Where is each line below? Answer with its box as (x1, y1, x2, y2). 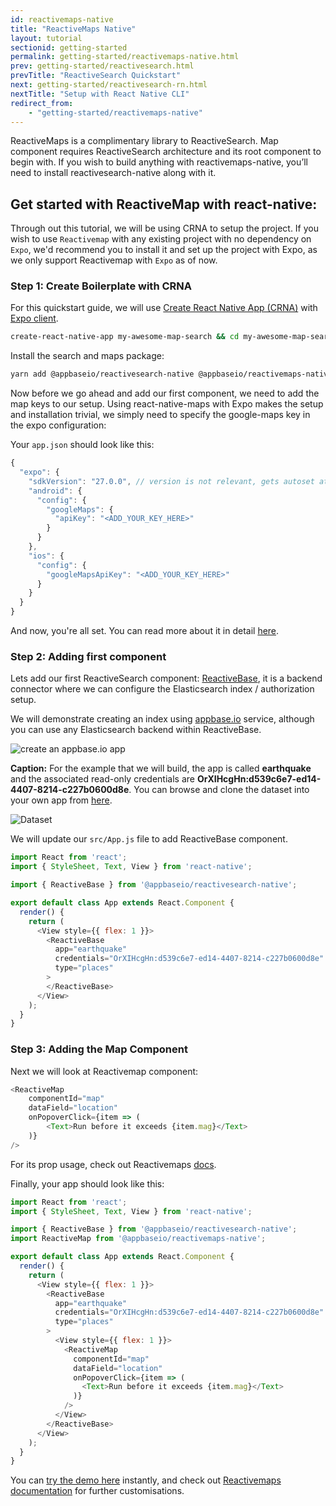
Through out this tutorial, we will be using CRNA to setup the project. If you (10, 222, 319, 235)
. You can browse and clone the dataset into (128, 784, 310, 796)
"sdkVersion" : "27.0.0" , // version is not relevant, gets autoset (28, 476, 315, 486)
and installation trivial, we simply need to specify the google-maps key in (10, 409, 311, 421)
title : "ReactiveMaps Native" (10, 24, 137, 34)
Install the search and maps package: (10, 350, 165, 362)
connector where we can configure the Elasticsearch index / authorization (10, 683, 315, 695)
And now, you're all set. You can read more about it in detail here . (10, 625, 280, 637)
